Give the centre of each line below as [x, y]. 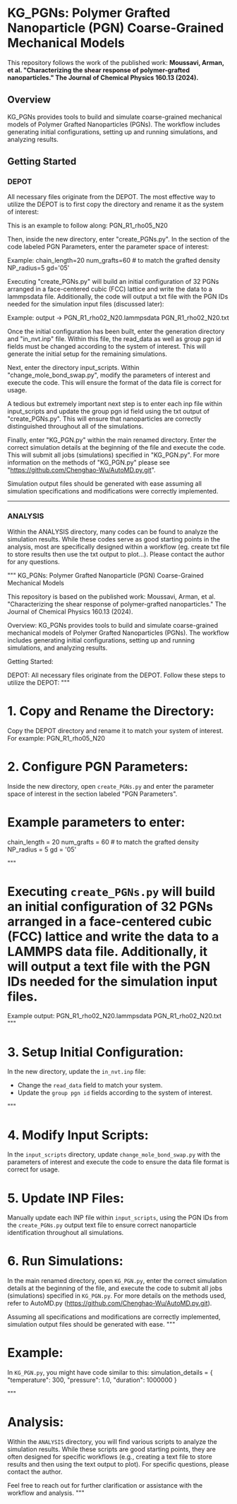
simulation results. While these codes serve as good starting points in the [114, 539]
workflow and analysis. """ [46, 1493]
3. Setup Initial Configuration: [96, 1052]
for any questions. [34, 561]
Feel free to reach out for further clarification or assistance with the [105, 1486]
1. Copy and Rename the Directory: [111, 711]
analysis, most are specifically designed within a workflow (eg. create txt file [119, 547]
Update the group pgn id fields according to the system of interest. [115, 1093]
